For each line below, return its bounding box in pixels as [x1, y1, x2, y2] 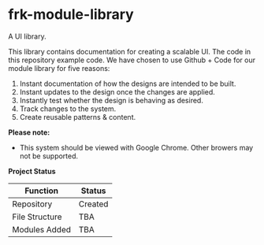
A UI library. [8, 32, 46, 41]
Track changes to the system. [19, 104, 117, 113]
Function [24, 185, 59, 196]
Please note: [8, 128, 50, 137]
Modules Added [12, 224, 72, 235]
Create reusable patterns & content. [19, 112, 136, 121]
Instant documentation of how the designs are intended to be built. [19, 79, 236, 88]
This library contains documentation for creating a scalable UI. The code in [8, 46, 251, 56]
